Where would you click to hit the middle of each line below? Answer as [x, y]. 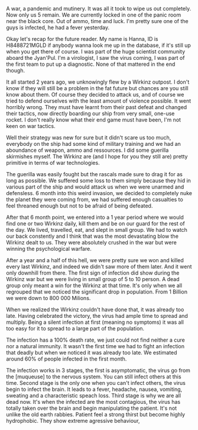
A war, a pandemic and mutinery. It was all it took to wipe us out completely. [99, 9]
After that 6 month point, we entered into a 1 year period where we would [95, 217]
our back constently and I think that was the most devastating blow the [92, 236]
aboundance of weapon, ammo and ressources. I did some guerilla [87, 150]
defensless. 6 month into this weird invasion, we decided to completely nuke [99, 193]
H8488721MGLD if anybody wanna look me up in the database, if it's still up [98, 45]
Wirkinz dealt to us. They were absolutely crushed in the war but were [92, 242]
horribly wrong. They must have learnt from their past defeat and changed [97, 107]
